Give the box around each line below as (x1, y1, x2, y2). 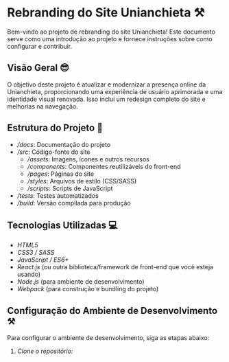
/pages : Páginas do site (27, 170, 95, 178)
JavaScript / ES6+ (16, 256, 69, 264)
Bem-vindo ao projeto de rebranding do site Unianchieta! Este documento (7, 27, 216, 36)
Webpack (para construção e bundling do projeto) (16, 285, 159, 293)
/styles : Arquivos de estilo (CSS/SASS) (27, 177, 137, 185)
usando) (16, 270, 41, 279)
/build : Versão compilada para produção (16, 199, 132, 207)
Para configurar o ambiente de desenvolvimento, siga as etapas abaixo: (7, 334, 210, 342)
